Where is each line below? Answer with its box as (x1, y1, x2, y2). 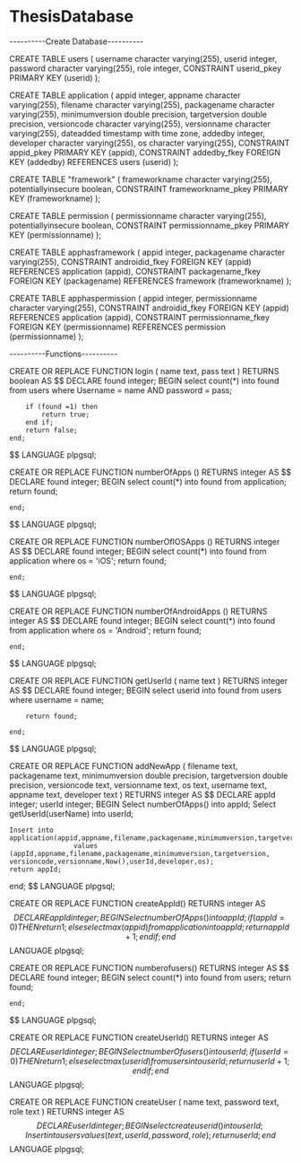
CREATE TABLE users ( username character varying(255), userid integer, (9, 53, 278, 64)
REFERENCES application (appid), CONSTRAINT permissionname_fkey (9, 311, 271, 322)
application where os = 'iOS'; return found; (9, 555, 168, 566)
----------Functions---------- (9, 348, 118, 359)
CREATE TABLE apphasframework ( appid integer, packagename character (9, 247, 286, 258)
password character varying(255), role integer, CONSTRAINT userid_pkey (9, 63, 282, 74)
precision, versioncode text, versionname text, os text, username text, (9, 779, 267, 791)
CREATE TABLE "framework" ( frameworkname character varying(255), (9, 173, 273, 185)
